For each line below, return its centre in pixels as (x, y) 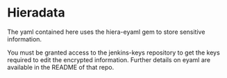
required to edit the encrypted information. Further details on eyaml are (109, 59)
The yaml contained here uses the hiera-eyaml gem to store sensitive (106, 32)
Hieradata (36, 13)
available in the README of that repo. (61, 67)
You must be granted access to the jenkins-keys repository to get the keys (113, 52)
